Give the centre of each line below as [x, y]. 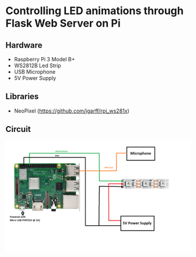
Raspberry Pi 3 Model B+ [44, 59]
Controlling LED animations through [94, 11]
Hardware [24, 45]
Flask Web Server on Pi [63, 23]
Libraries [22, 96]
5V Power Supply [35, 78]
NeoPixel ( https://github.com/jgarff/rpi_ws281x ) [72, 111]
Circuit [18, 129]
